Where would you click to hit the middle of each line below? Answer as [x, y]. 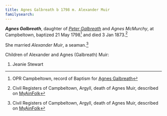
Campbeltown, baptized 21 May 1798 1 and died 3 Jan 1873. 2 [67, 34]
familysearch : [20, 14]
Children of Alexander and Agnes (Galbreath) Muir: [57, 55]
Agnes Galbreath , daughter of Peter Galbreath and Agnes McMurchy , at [80, 28]
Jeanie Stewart [28, 64]
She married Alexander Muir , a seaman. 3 [47, 44]
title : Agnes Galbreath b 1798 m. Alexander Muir [58, 10]
